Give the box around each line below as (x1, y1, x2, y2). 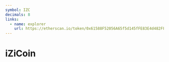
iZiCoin (5, 48, 36, 59)
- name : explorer (10, 21, 46, 27)
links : (5, 17, 19, 22)
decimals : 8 (5, 12, 30, 17)
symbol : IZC (5, 7, 30, 13)
